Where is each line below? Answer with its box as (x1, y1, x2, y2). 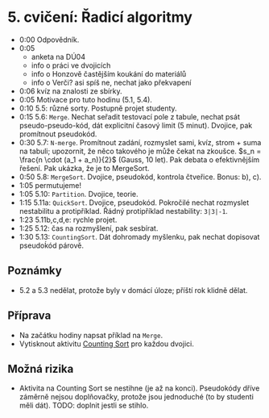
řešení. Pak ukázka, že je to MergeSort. (19, 163, 150, 173)
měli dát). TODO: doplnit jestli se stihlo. (19, 400, 149, 411)
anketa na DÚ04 (31, 52, 86, 61)
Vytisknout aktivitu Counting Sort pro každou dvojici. (19, 339, 194, 349)
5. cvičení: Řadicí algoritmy (7, 8, 192, 27)
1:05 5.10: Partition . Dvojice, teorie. (19, 189, 139, 199)
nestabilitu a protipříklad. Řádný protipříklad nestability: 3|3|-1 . (19, 206, 229, 215)
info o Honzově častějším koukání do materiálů (31, 69, 187, 78)
